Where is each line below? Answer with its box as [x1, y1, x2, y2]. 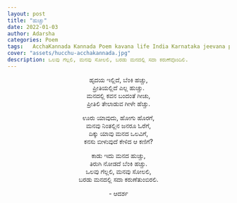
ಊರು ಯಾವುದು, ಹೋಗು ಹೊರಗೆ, [82, 113, 155, 122]
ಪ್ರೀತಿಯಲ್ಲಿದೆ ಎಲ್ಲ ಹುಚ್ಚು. [92, 83, 145, 92]
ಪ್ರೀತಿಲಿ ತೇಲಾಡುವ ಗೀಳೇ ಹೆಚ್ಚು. [87, 99, 150, 108]
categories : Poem [7, 37, 59, 44]
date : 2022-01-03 [7, 23, 59, 30]
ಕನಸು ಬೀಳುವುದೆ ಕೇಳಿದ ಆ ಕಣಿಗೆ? [83, 137, 154, 145]
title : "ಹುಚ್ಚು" [7, 17, 47, 24]
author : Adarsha [7, 30, 55, 37]
